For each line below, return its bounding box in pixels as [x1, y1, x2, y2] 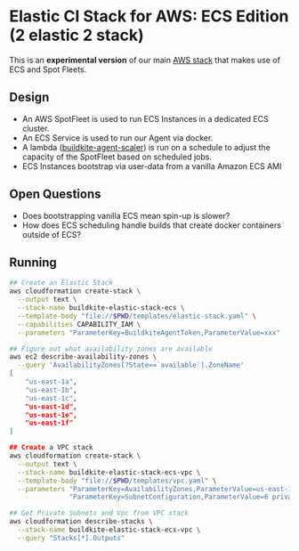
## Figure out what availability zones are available [9, 344, 214, 353]
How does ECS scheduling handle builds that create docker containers [21, 220, 282, 231]
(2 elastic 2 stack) [9, 25, 144, 45]
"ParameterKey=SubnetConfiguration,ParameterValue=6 [69, 492, 269, 502]
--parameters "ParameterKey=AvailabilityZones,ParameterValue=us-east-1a [17, 484, 296, 493]
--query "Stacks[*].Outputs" [17, 533, 125, 542]
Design [9, 90, 50, 105]
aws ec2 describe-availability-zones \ [9, 352, 158, 361]
